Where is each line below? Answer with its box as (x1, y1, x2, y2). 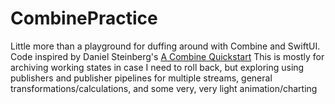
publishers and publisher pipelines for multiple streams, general (10, 72, 273, 84)
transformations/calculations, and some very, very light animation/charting (10, 82, 318, 94)
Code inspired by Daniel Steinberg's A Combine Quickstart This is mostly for (10, 50, 325, 62)
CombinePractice (10, 7, 158, 30)
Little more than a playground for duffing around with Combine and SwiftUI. (10, 40, 321, 52)
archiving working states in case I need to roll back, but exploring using (10, 61, 305, 73)
